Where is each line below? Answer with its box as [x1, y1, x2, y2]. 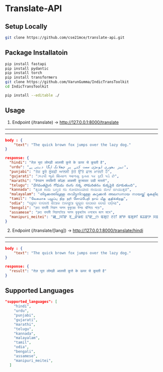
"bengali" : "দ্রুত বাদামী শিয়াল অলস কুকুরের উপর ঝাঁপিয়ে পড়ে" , [9, 205, 104, 210]
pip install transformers [5, 75, 57, 80]
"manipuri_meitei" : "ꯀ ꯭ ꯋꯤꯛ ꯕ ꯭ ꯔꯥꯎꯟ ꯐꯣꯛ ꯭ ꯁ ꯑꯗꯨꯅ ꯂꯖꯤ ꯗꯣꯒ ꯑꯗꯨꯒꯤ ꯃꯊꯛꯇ [9, 214, 151, 219]
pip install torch [5, 71, 42, 75]
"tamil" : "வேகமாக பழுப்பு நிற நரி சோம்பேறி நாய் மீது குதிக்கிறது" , [9, 196, 128, 201]
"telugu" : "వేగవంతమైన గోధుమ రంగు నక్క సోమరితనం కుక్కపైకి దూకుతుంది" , [9, 183, 137, 188]
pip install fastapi [5, 61, 47, 66]
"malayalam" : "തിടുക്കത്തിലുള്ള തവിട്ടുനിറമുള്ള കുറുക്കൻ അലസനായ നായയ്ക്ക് [9, 192, 145, 197]
